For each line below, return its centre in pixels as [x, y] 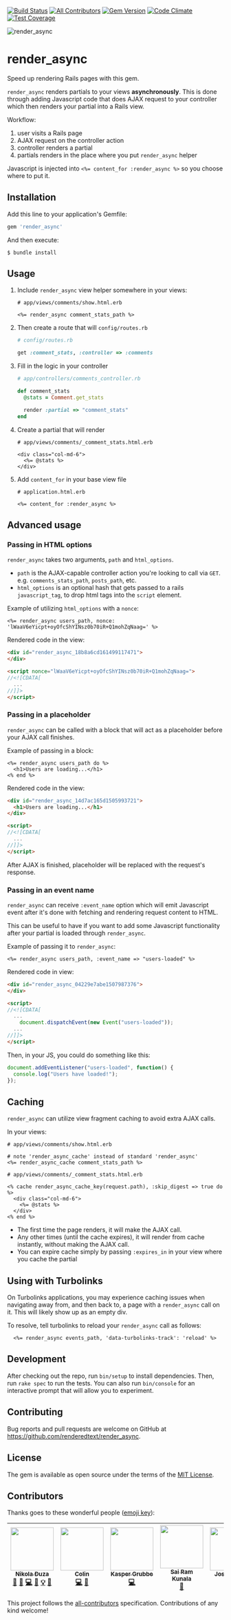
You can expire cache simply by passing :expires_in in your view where [119, 1252]
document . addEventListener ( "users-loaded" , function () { [90, 1067]
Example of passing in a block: [51, 750]
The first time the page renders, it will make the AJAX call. [99, 1230]
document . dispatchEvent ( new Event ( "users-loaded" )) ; [97, 1023]
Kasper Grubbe [132, 1574]
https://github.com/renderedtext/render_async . [74, 1436]
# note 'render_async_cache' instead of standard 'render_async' [102, 1157]
